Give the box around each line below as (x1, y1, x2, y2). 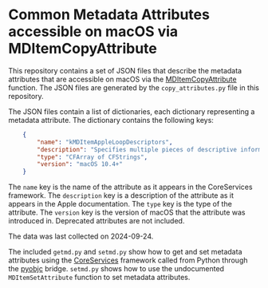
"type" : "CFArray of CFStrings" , (37, 153, 148, 161)
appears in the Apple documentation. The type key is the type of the (8, 199, 233, 209)
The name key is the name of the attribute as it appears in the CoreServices (8, 182, 253, 192)
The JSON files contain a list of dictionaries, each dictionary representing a (8, 106, 255, 116)
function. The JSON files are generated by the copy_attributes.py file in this (8, 82, 259, 93)
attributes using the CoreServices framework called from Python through (8, 255, 248, 265)
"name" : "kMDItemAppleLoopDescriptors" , (37, 138, 173, 146)
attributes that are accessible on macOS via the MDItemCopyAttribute (8, 74, 237, 84)
